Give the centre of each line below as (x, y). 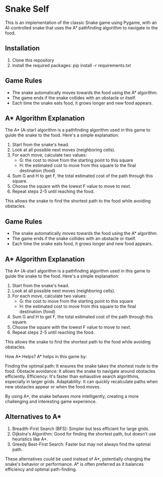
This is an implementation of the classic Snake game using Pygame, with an (81, 23)
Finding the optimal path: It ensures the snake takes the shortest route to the (81, 366)
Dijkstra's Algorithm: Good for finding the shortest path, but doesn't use (84, 433)
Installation (22, 48)
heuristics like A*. (30, 439)
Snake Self (27, 9)
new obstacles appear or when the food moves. (53, 387)
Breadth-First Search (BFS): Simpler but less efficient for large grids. (81, 429)
